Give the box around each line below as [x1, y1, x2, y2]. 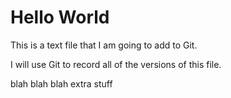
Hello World [10, 6, 110, 29]
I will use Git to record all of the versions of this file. [10, 58, 222, 70]
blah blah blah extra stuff [10, 77, 113, 90]
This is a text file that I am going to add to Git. [10, 39, 198, 51]
